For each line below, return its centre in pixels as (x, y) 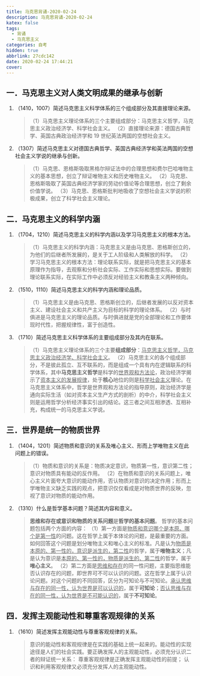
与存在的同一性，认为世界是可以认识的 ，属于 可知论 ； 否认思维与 (108, 588)
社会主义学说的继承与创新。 (49, 156)
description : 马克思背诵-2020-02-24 (49, 17)
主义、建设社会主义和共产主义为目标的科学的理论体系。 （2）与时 (110, 310)
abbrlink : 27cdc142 (30, 56)
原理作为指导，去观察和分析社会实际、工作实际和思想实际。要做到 (110, 269)
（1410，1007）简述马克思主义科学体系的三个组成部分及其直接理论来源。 (104, 108)
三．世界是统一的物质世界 (53, 430)
